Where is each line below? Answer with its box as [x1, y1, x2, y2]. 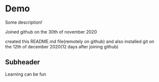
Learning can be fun [5, 71, 46, 77]
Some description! [5, 19, 42, 25]
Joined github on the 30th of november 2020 [5, 29, 97, 35]
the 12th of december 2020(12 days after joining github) [5, 43, 119, 49]
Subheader [5, 58, 40, 67]
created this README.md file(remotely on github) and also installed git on [5, 38, 155, 44]
